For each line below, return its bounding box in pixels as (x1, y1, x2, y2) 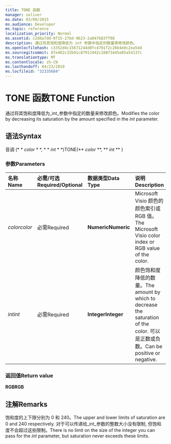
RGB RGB (5, 384, 24, 390)
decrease (134, 301, 158, 308)
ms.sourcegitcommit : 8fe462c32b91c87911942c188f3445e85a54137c (5, 50, 142, 55)
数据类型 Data (87, 175, 120, 182)
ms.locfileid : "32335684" (5, 69, 60, 74)
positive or (134, 349, 160, 357)
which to (134, 295, 156, 302)
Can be (145, 343, 163, 350)
